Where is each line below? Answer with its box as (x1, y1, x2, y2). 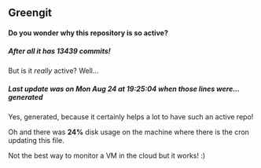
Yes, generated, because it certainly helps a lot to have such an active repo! (8, 111, 254, 121)
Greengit (8, 6, 53, 20)
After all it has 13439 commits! (8, 46, 112, 56)
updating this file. (8, 135, 64, 144)
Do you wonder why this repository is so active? (8, 27, 169, 38)
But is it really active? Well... (8, 66, 99, 75)
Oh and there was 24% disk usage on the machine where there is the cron (8, 127, 250, 137)
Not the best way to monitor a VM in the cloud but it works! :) (8, 151, 206, 160)
